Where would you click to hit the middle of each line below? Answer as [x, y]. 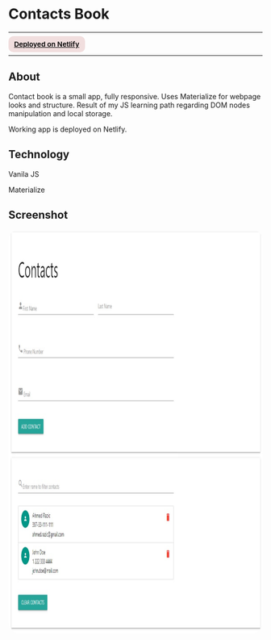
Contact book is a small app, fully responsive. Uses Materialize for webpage [135, 96]
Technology [39, 155]
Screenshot [38, 215]
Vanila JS [24, 174]
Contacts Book [59, 14]
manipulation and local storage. [60, 113]
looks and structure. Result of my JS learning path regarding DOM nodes [129, 105]
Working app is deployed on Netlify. [68, 129]
